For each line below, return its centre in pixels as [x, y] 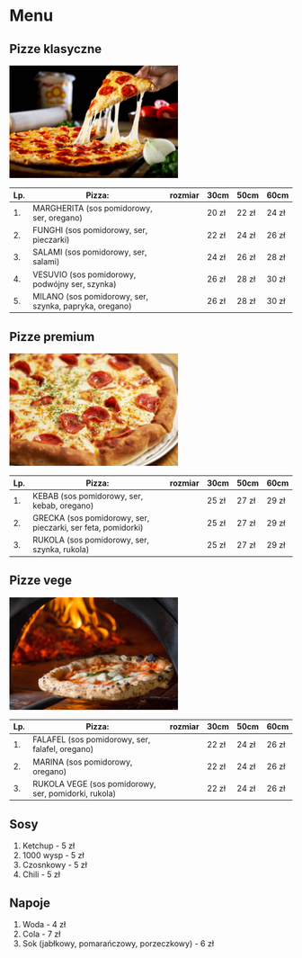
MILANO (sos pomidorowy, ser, [91, 296]
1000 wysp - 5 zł [53, 855]
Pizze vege [40, 581]
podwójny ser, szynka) [75, 283]
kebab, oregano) [63, 506]
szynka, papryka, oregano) [82, 306]
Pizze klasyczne [56, 49]
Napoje [30, 903]
